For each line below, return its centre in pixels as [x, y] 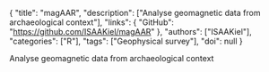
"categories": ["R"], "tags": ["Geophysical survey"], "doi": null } [126, 41]
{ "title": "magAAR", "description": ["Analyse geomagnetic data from [135, 13]
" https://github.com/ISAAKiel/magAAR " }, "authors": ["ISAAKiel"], [131, 32]
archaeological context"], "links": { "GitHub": [92, 22]
